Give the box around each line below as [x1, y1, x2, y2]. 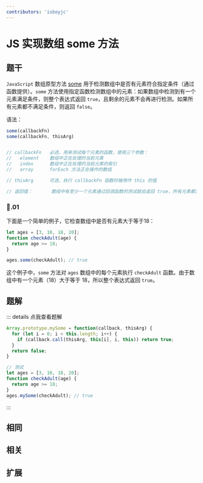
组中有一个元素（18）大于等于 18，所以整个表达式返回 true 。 [6, 276, 158, 284]
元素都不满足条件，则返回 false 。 [11, 102, 95, 110]
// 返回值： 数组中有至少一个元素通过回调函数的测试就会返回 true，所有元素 [6, 188, 191, 195]
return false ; [11, 348, 47, 354]
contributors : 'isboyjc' [6, 8, 69, 15]
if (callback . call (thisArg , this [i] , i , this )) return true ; [17, 336, 175, 342]
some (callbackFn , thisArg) [6, 133, 74, 139]
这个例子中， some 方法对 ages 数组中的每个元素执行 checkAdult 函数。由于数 [6, 269, 195, 276]
